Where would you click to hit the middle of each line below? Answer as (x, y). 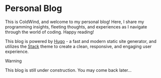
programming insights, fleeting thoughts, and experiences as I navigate (76, 26)
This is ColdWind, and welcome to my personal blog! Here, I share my (75, 22)
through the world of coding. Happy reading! (50, 32)
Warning (13, 61)
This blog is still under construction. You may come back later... (68, 70)
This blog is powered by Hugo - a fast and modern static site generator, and (81, 41)
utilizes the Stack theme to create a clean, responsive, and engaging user (78, 46)
